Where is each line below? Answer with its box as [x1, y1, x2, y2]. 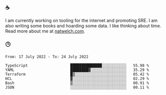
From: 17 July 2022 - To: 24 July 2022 [5, 54, 89, 59]
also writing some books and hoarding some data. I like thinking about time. [5, 23, 161, 29]
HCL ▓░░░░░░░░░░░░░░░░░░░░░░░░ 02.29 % [5, 76, 149, 81]
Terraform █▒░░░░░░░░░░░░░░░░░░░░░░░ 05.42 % [5, 71, 149, 76]
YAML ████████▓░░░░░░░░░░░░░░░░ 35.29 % [5, 67, 149, 72]
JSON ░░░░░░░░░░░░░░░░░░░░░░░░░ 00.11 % [5, 84, 149, 90]
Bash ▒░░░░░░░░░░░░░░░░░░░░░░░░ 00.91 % [5, 80, 149, 85]
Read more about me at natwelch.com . [5, 28, 85, 34]
